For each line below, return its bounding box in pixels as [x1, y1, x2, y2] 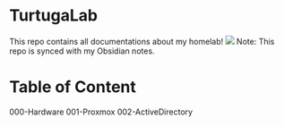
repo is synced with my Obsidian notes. [9, 46, 155, 56]
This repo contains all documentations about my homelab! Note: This [9, 36, 275, 46]
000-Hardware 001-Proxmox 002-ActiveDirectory [9, 106, 194, 117]
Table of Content [9, 77, 137, 97]
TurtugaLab [9, 5, 99, 26]
